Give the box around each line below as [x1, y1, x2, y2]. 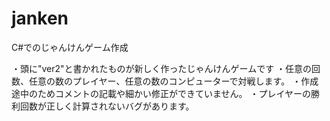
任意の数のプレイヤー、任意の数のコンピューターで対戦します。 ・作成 [28, 75, 319, 87]
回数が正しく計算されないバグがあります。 [19, 100, 195, 112]
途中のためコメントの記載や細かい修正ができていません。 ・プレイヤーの [11, 87, 312, 99]
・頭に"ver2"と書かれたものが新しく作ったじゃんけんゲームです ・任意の [11, 62, 313, 74]
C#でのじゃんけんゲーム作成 [11, 41, 129, 53]
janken [11, 7, 69, 30]
